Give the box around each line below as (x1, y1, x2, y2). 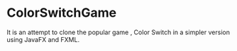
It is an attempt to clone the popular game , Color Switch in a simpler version (6, 28, 230, 36)
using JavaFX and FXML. (6, 35, 79, 43)
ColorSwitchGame (6, 5, 117, 21)
